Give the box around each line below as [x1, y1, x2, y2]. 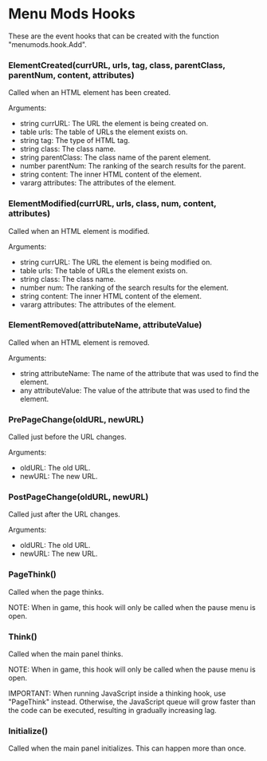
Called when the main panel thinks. [8, 649, 124, 659]
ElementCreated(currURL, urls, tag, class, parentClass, [8, 59, 226, 70]
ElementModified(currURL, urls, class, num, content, [8, 198, 217, 209]
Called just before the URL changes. [8, 432, 127, 442]
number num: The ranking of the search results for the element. [19, 283, 229, 292]
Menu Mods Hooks [8, 5, 135, 23]
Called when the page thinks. [8, 587, 104, 597]
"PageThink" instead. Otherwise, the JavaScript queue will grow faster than [8, 697, 257, 707]
